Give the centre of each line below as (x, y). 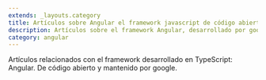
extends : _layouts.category (55, 15)
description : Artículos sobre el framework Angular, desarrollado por (127, 30)
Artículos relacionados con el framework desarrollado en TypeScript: (121, 60)
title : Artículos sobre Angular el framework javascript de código (122, 23)
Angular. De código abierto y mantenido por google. (93, 68)
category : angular (38, 37)
